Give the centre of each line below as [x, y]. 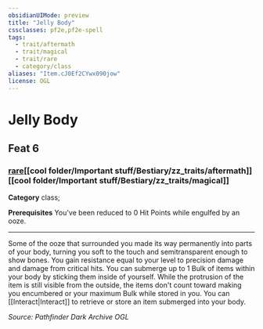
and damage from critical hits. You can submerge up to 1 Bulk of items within [132, 269]
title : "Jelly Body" [42, 23]
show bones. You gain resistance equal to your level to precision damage [126, 260]
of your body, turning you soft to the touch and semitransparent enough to [128, 252]
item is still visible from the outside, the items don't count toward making [125, 285]
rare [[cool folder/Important [61, 171]
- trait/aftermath [45, 45]
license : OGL [29, 81]
